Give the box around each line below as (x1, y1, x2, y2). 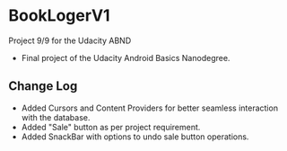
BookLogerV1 (8, 5, 110, 26)
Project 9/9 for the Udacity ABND (8, 35, 132, 46)
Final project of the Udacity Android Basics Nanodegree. (21, 52, 230, 63)
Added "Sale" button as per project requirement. (21, 121, 201, 132)
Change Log (8, 78, 78, 94)
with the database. (21, 111, 91, 122)
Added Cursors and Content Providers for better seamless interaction (21, 102, 279, 113)
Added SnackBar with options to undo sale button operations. (21, 131, 249, 142)
